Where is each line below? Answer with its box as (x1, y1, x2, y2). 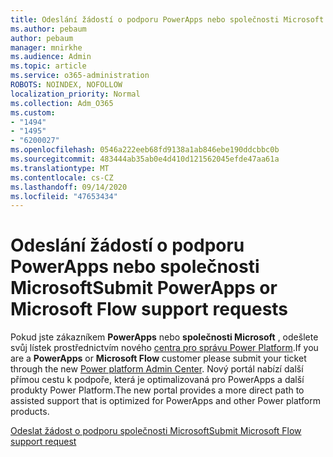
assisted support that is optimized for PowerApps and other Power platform (10, 395, 321, 407)
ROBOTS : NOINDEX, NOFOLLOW (10, 80, 123, 90)
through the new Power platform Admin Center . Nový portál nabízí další (10, 363, 304, 375)
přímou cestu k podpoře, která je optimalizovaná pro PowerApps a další (10, 374, 305, 386)
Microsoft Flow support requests (10, 298, 289, 321)
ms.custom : (10, 107, 56, 118)
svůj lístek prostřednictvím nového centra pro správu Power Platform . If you (10, 342, 319, 354)
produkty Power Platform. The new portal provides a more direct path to (10, 384, 305, 396)
